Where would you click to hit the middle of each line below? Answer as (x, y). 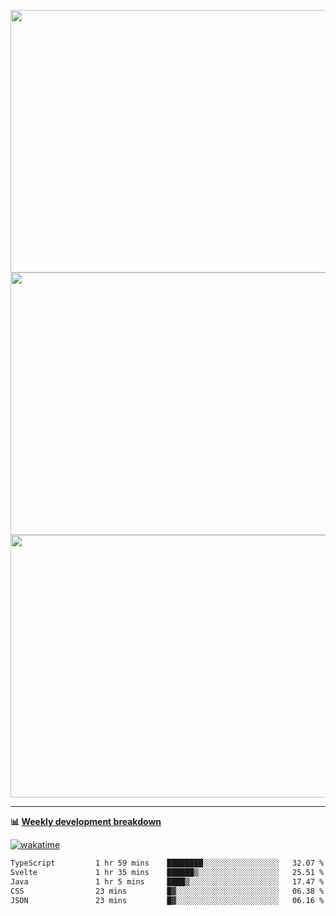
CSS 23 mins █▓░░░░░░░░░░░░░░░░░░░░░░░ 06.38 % (167, 891)
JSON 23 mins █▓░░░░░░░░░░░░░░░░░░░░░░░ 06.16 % (167, 900)
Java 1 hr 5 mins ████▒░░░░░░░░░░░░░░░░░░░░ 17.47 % (167, 881)
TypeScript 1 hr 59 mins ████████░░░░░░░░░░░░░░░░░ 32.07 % (167, 863)
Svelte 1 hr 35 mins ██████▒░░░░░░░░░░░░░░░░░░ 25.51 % (167, 872)
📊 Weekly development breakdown (86, 821)
